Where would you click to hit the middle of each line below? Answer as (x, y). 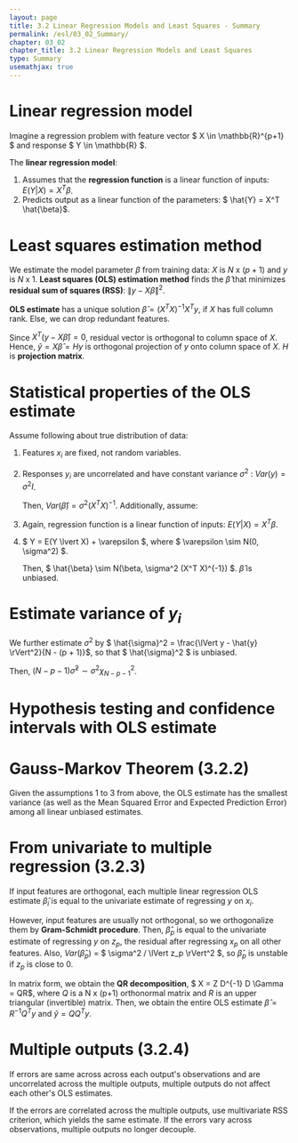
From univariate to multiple (111, 848)
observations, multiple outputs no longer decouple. (103, 1129)
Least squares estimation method (136, 245)
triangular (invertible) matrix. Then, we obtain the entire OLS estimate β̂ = (143, 1002)
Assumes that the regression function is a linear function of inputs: (145, 180)
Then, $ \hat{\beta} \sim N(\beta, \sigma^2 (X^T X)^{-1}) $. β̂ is (137, 568)
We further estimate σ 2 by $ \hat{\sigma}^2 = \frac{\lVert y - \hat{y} (133, 642)
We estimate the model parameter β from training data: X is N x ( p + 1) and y (149, 270)
